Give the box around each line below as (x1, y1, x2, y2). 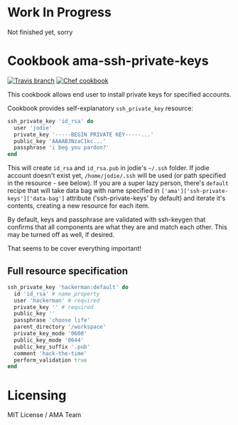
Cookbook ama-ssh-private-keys (7, 53, 209, 69)
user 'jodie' (13, 124, 53, 132)
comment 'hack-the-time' (13, 350, 87, 357)
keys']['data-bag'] (7, 195, 65, 203)
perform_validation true (13, 357, 87, 364)
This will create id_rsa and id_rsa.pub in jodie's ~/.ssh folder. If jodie (7, 164, 210, 172)
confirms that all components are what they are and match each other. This (7, 223, 227, 231)
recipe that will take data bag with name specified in (7, 187, 160, 195)
